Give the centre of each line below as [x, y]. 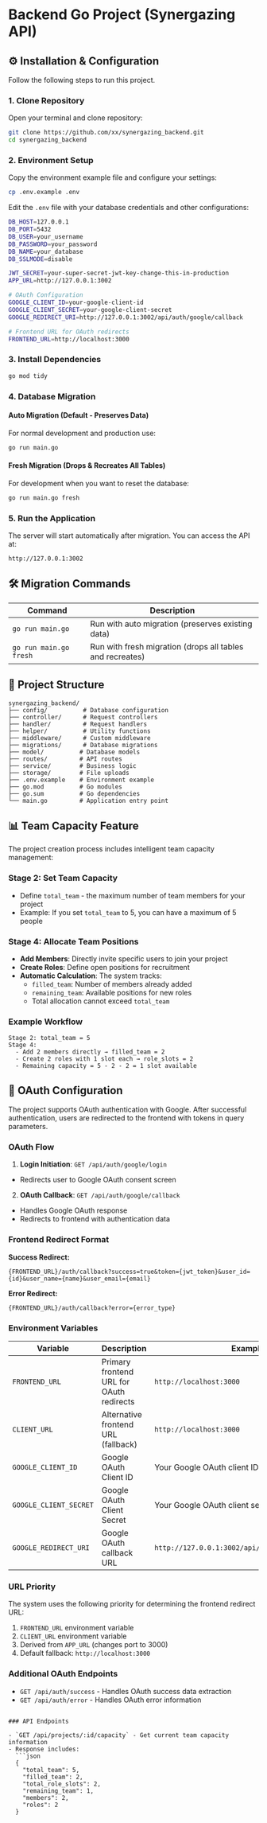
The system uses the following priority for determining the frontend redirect [132, 1604]
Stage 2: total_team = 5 [49, 1038]
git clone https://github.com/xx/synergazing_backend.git [106, 133]
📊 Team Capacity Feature [74, 826]
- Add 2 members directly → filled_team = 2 [90, 1052]
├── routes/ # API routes [66, 759]
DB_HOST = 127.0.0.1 [39, 222]
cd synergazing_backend [48, 140]
